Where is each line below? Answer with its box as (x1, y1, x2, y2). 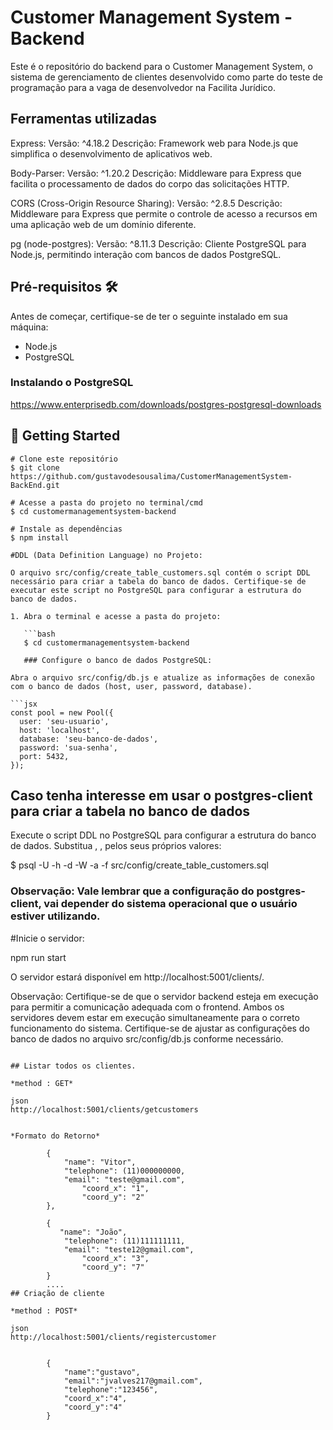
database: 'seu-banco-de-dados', (19, 734, 159, 744)
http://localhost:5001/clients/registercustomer (10, 1332, 217, 1342)
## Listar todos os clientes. (10, 1061, 137, 1071)
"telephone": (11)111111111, (63, 1236, 186, 1246)
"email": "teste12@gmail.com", (63, 1244, 195, 1255)
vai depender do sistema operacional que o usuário (43, 897, 298, 911)
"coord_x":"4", (63, 1393, 128, 1403)
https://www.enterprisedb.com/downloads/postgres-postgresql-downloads (10, 398, 322, 410)
